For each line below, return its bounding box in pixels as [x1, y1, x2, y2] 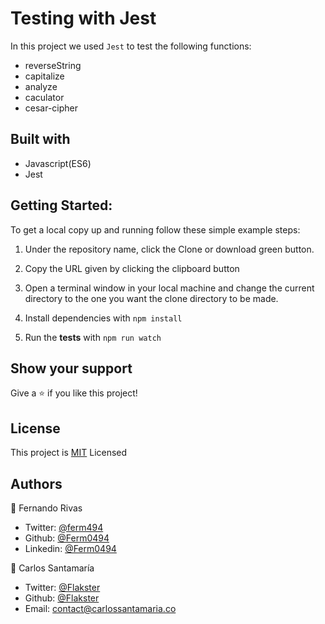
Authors [10, 475, 63, 492]
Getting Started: [10, 197, 113, 214]
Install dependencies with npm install [24, 312, 183, 324]
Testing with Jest [10, 7, 157, 30]
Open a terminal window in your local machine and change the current [24, 282, 315, 294]
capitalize [24, 70, 65, 82]
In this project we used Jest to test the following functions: [10, 40, 252, 52]
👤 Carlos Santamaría [10, 562, 95, 574]
